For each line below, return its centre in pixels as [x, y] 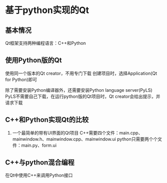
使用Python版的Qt [34, 60]
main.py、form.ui [39, 145]
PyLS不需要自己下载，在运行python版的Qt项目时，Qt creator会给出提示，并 [83, 96]
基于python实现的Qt [47, 10]
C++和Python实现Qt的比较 [47, 120]
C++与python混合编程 [40, 163]
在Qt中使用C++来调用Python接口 [39, 176]
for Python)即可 [21, 79]
